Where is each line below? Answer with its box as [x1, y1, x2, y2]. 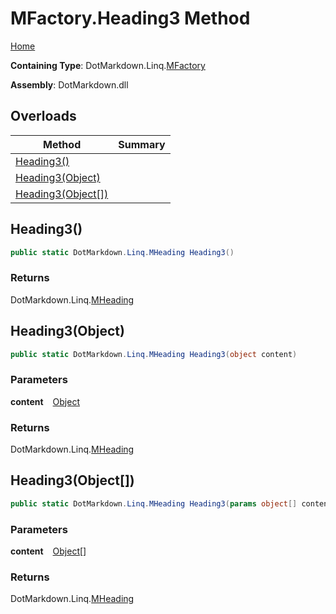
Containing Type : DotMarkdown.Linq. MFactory [10, 59, 206, 71]
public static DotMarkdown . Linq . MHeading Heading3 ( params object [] [10, 498, 298, 509]
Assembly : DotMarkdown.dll [10, 78, 129, 91]
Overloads [10, 108, 77, 125]
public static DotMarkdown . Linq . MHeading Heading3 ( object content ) [10, 349, 298, 359]
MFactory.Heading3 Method [10, 7, 251, 30]
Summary [118, 137, 166, 151]
